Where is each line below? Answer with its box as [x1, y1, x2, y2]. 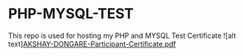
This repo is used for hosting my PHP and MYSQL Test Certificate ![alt [8, 31, 236, 40]
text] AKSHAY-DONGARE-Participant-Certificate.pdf [8, 39, 176, 48]
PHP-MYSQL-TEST [8, 5, 134, 23]
